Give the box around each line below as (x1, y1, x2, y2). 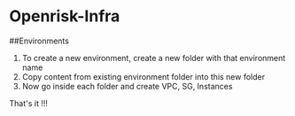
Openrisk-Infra (9, 6, 120, 27)
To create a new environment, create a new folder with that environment (21, 52, 286, 63)
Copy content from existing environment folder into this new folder (21, 71, 266, 81)
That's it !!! (9, 97, 49, 108)
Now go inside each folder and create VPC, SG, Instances (21, 81, 233, 91)
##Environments (9, 35, 69, 46)
